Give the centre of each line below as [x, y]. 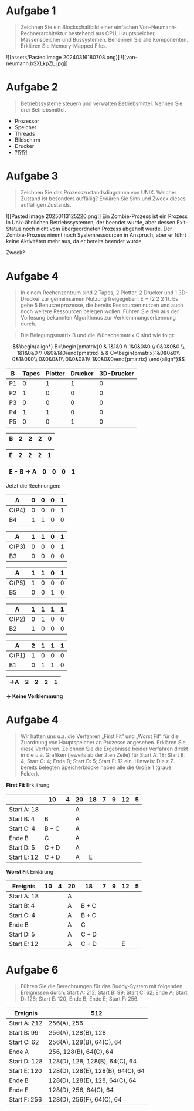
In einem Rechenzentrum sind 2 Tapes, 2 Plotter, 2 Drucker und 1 [99, 293]
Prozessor [27, 121]
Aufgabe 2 [32, 87]
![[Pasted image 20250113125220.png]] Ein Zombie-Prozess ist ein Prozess [97, 216]
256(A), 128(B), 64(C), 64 [85, 1042]
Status [14, 229]
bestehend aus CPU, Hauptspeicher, [112, 33]
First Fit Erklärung [28, 785]
